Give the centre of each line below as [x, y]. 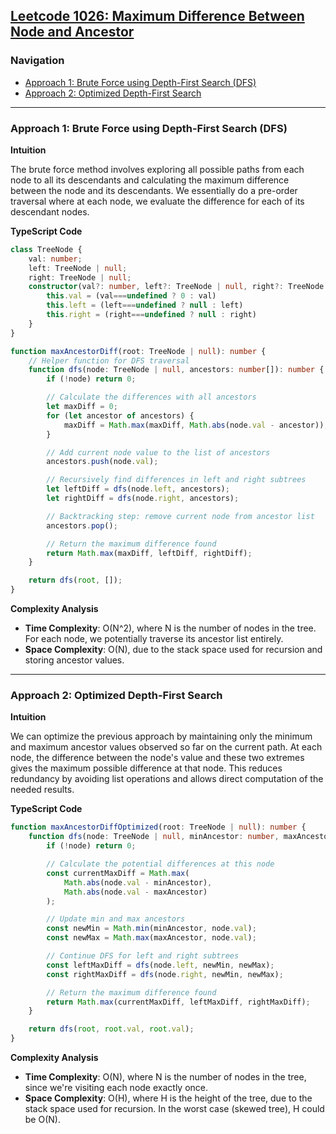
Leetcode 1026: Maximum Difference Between [157, 16]
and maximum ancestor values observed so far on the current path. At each [166, 747]
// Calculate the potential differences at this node [160, 864]
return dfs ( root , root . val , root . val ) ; [111, 1029]
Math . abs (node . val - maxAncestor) [135, 892]
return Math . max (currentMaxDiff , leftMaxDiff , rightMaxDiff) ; [178, 1002]
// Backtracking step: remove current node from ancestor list [180, 516]
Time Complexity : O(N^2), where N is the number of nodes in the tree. [170, 628]
